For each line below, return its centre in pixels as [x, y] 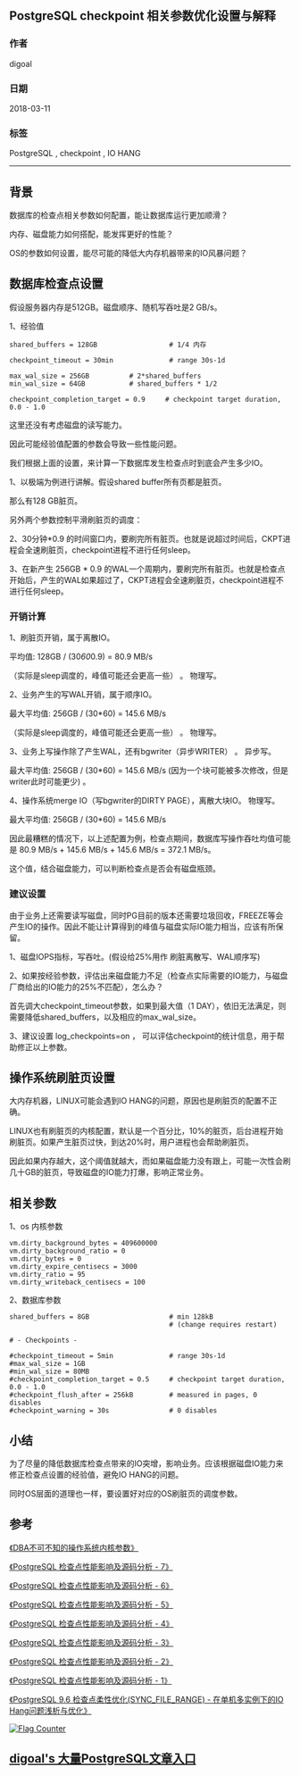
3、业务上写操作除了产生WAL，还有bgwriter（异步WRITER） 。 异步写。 [143, 752]
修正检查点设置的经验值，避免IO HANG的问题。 [96, 1474]
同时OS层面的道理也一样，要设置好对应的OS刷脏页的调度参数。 [126, 1493]
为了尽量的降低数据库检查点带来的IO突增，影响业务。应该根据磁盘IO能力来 [146, 1463]
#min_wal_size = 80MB [50, 1372]
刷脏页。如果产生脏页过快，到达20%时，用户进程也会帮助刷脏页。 [132, 1142]
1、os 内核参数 [36, 1227]
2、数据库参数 [35, 1300]
